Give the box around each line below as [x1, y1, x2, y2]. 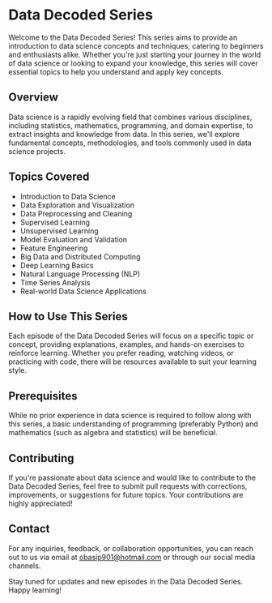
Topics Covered [8, 170, 90, 184]
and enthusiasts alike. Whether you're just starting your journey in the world [8, 49, 261, 59]
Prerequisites [8, 389, 78, 403]
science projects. [8, 146, 66, 156]
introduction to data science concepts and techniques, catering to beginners [8, 41, 264, 50]
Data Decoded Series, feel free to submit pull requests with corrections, [8, 481, 248, 491]
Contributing [8, 451, 74, 465]
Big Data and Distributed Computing [19, 251, 141, 261]
